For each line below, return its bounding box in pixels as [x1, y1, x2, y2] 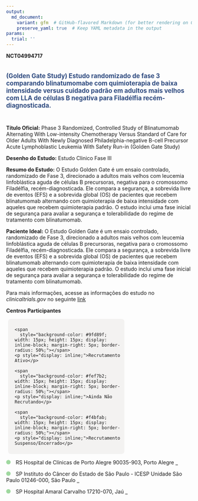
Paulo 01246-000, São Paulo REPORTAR [6, 476, 79, 483]
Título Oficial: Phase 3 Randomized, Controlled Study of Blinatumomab [6, 124, 180, 131]
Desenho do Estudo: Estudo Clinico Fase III [6, 154, 112, 161]
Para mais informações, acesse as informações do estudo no [6, 289, 155, 296]
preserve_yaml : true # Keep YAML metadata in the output [16, 25, 162, 31]
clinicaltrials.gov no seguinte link [6, 295, 86, 302]
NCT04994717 [6, 53, 43, 59]
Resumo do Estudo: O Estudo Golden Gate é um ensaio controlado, [6, 166, 170, 173]
